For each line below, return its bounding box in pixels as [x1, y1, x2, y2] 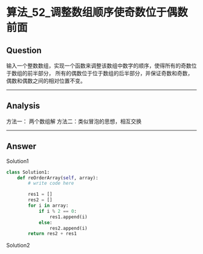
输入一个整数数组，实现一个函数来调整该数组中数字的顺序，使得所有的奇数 [6, 62, 192, 69]
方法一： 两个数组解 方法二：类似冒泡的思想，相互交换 [6, 118, 142, 125]
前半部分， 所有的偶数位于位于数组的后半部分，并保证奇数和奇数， [27, 70, 193, 76]
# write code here [28, 180, 74, 187]
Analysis [6, 101, 40, 111]
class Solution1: [6, 169, 50, 175]
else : [38, 219, 53, 226]
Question [6, 45, 42, 55]
